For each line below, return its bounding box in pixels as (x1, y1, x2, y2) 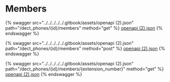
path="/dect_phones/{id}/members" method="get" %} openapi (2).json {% (5, 25, 163, 31)
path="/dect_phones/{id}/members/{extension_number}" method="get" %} (5, 66, 164, 72)
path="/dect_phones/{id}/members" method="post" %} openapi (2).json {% (5, 45, 165, 51)
